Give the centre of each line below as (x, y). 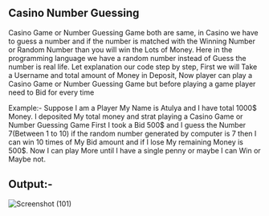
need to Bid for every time (51, 92)
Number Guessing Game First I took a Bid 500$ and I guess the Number (127, 124)
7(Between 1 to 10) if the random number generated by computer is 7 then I (132, 133)
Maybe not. (27, 159)
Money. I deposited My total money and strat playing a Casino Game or (126, 116)
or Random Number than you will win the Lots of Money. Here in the (120, 49)
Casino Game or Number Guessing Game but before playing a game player (132, 84)
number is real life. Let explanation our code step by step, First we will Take (133, 67)
